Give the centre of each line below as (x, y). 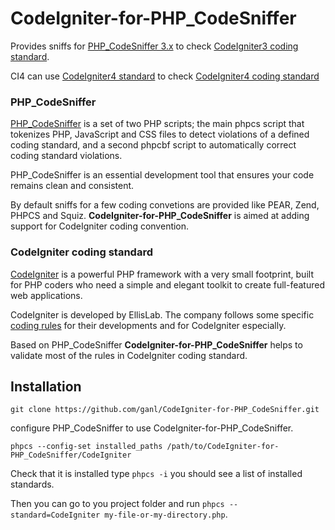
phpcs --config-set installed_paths (86, 447)
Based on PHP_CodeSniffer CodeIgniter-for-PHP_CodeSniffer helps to (156, 344)
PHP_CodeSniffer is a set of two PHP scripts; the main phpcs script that (157, 124)
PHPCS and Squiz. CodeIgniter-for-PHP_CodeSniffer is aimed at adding (160, 216)
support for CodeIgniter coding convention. (100, 226)
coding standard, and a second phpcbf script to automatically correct (153, 145)
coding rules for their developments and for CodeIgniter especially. (148, 325)
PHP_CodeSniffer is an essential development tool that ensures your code (162, 175)
